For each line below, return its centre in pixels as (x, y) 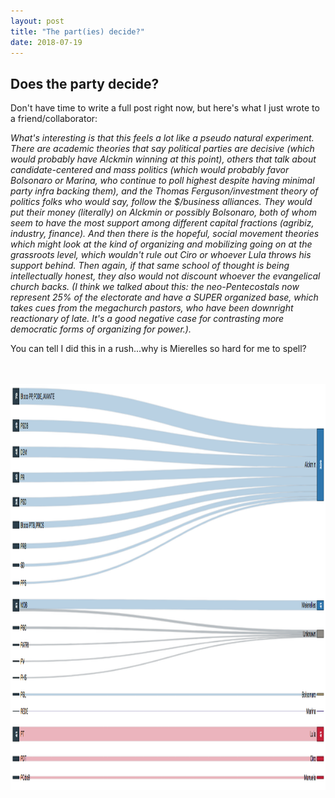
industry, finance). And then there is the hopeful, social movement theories (165, 234)
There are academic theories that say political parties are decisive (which (162, 149)
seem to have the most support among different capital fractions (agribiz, (162, 223)
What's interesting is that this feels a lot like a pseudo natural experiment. (162, 138)
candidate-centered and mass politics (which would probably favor (150, 170)
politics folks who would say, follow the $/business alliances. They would (161, 202)
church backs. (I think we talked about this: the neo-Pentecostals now (155, 287)
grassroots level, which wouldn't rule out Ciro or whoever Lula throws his (161, 255)
